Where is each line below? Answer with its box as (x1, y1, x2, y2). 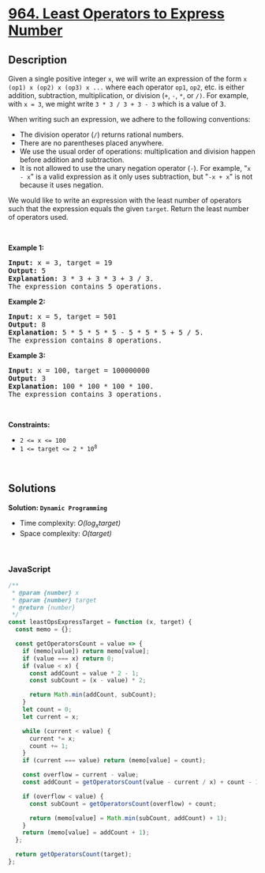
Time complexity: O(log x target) (19, 518, 121, 530)
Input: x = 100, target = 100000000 (8, 366, 150, 375)
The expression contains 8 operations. (8, 336, 162, 345)
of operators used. (8, 213, 69, 221)
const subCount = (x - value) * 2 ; (28, 677, 147, 685)
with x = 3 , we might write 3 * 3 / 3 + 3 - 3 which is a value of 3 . (8, 100, 226, 108)
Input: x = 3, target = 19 (8, 259, 113, 267)
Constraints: (8, 420, 50, 429)
